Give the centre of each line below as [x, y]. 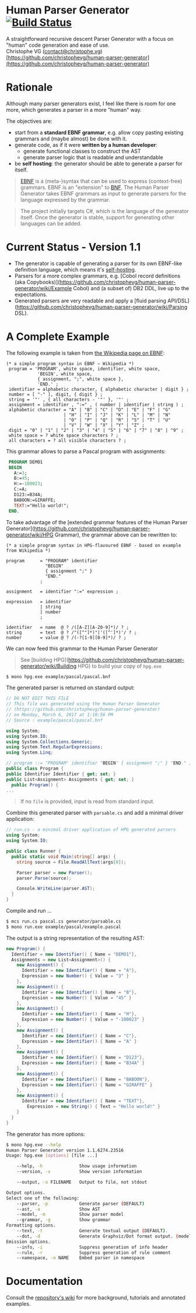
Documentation [45, 1281]
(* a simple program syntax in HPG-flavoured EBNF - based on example [94, 545]
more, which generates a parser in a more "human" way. [74, 109]
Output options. [26, 1192]
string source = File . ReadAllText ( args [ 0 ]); [71, 862]
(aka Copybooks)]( [37, 282]
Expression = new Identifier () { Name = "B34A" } [83, 1063]
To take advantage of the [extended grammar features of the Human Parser [97, 522]
